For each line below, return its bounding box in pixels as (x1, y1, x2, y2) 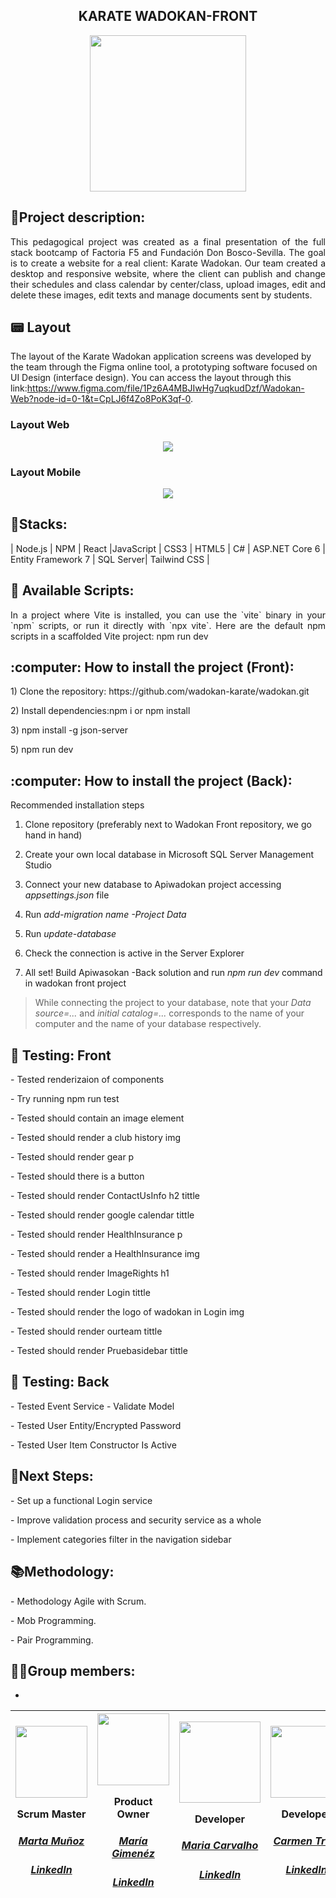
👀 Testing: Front (10, 1047, 112, 1064)
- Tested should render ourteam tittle (10, 1325, 163, 1338)
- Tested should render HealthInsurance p (10, 1229, 183, 1241)
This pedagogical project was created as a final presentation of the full (10, 235, 326, 248)
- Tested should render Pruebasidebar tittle (10, 1345, 188, 1357)
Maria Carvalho (181, 1839, 259, 1853)
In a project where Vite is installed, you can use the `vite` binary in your (10, 609, 326, 621)
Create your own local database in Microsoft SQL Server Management (24, 849, 315, 861)
